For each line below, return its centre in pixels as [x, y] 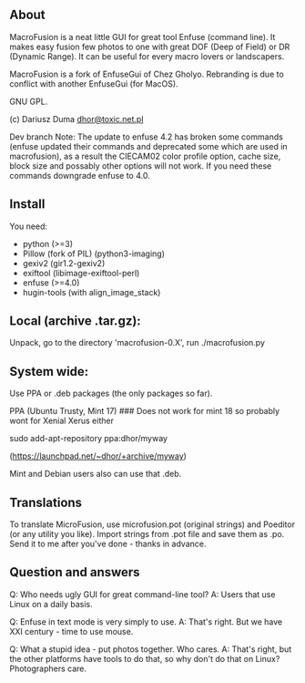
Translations [46, 502]
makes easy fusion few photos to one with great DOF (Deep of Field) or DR [150, 47]
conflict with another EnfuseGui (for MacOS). [94, 83]
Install [27, 204]
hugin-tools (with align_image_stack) [91, 292]
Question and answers [75, 572]
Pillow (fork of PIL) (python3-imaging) [94, 254]
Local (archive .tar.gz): [75, 321]
